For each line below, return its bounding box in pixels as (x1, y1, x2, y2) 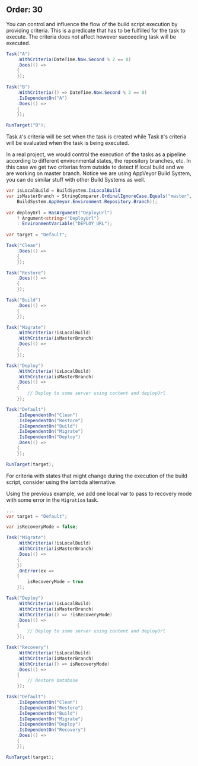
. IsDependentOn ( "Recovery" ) (17, 727, 86, 733)
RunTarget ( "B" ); (6, 122, 46, 128)
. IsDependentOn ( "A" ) (17, 95, 68, 101)
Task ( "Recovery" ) (6, 644, 49, 651)
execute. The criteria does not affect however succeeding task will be (6, 33, 177, 40)
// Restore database (27, 678, 78, 683)
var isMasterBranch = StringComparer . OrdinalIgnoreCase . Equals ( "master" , (6, 193, 193, 200)
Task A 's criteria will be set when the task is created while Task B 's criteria (6, 133, 187, 140)
